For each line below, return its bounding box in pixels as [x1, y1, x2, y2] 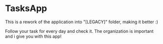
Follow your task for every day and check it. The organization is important [5, 28, 154, 34]
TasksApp [5, 3, 47, 14]
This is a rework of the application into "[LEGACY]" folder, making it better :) [5, 19, 158, 25]
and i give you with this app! [5, 33, 62, 39]
